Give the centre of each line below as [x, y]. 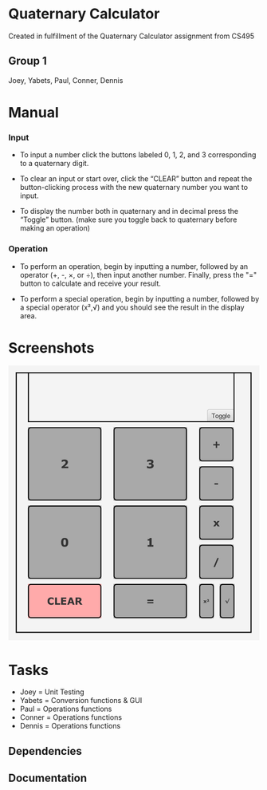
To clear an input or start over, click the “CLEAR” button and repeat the [136, 179]
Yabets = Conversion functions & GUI [81, 701]
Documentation [48, 778]
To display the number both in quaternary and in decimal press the [129, 211]
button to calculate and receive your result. [90, 283]
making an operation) [55, 228]
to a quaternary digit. [54, 164]
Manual [34, 112]
